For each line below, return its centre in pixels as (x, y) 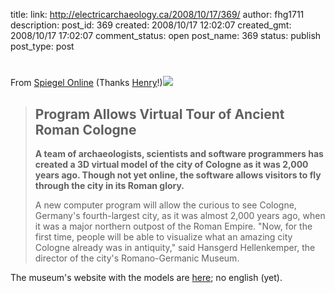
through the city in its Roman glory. (109, 185)
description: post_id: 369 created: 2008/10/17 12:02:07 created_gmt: (151, 25)
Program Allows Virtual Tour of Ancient (159, 114)
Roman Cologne (85, 129)
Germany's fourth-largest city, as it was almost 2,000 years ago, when (180, 215)
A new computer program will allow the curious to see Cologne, (165, 205)
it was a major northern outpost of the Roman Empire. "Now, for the (173, 226)
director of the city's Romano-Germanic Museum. (137, 258)
